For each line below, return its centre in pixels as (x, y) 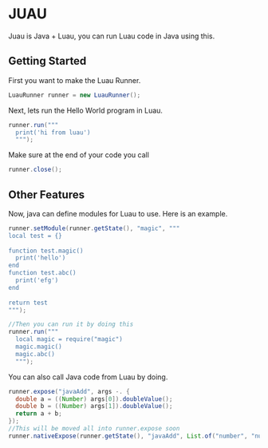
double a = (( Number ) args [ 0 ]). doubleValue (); (94, 399)
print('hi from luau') (53, 133)
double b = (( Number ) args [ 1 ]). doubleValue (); (94, 406)
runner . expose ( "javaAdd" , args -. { (69, 391)
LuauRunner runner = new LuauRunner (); (75, 95)
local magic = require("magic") (69, 339)
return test (28, 303)
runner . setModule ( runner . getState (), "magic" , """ (94, 228)
